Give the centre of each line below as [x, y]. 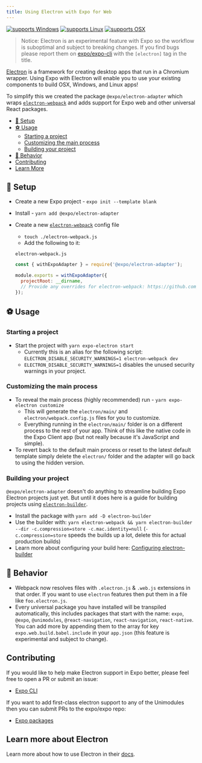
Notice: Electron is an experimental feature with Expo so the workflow [108, 40]
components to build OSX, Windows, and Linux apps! [72, 84]
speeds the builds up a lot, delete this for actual [127, 535]
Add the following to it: [52, 243]
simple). [34, 443]
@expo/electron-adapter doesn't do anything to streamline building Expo [96, 492]
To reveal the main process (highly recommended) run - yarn [91, 399]
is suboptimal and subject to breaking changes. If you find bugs [100, 47]
